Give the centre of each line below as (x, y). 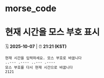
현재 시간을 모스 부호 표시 (52, 32)
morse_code (31, 9)
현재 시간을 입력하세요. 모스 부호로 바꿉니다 (43, 58)
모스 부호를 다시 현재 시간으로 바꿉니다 (39, 68)
